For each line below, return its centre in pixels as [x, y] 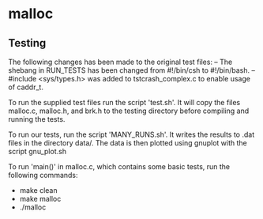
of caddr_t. [26, 87]
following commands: [43, 175]
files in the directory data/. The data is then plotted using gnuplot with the [128, 143]
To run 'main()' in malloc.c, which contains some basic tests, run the [119, 166]
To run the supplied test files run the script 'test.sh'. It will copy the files [124, 102]
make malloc [40, 199]
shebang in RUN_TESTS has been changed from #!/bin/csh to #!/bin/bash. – [131, 70]
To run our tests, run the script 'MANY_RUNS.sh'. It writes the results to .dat [131, 134]
